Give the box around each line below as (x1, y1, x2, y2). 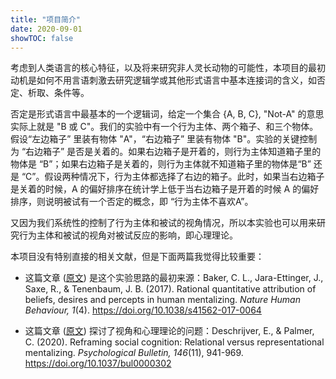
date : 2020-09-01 (10, 24, 83, 34)
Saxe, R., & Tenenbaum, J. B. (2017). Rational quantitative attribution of (24, 283, 317, 295)
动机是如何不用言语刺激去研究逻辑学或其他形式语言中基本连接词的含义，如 (10, 74, 317, 86)
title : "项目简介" (10, 14, 82, 25)
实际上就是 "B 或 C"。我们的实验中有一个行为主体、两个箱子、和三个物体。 (10, 121, 319, 133)
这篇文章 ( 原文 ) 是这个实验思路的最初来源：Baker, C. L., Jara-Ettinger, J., (24, 272, 324, 284)
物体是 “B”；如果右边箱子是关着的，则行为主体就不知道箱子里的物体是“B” (10, 158, 312, 170)
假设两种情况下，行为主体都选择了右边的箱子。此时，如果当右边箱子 (44, 171, 325, 183)
